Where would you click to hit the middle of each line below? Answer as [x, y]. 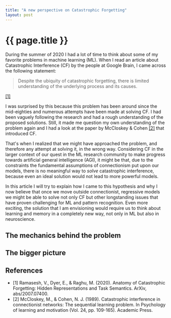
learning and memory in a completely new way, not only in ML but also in [82, 214]
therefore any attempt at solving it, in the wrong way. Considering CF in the [84, 149]
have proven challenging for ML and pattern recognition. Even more [77, 203]
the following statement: [31, 71]
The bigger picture [36, 253]
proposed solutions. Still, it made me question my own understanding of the [85, 123]
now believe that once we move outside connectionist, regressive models [83, 192]
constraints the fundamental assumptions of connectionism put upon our [82, 166]
